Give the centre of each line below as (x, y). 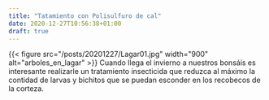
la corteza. (26, 89)
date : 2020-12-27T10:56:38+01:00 (65, 24)
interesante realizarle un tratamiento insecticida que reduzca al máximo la (132, 72)
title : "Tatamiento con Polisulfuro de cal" (85, 16)
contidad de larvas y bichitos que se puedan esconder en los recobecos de (135, 80)
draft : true (28, 31)
